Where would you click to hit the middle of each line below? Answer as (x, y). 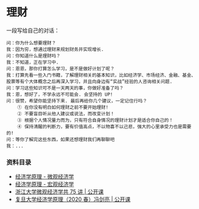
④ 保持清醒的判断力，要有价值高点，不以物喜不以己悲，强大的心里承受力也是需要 (104, 127)
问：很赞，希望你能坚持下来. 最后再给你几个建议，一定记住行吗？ (77, 101)
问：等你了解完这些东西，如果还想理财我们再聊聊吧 (61, 139)
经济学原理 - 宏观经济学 (45, 184)
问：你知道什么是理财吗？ (33, 56)
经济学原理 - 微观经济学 (45, 177)
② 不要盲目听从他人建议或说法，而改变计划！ (66, 114)
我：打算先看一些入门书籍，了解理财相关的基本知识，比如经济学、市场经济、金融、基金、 (101, 75)
